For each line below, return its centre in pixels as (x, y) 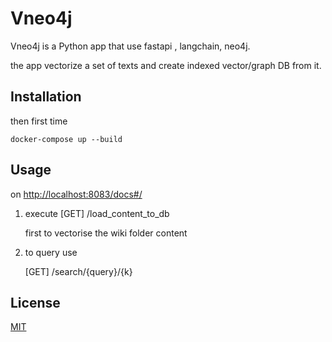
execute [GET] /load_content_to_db (97, 213)
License (35, 302)
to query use (51, 252)
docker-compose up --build (66, 139)
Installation (46, 97)
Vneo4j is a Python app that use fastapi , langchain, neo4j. (130, 46)
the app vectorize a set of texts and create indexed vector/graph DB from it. (166, 65)
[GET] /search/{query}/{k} (78, 271)
